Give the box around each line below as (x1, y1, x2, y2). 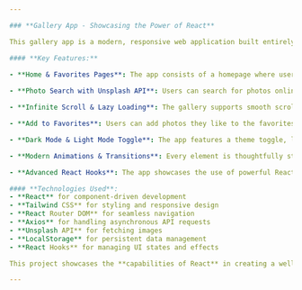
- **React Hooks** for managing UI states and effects (9, 242, 219, 252)
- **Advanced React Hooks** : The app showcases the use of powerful (9, 168, 271, 177)
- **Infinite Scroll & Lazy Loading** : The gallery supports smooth (9, 103, 271, 113)
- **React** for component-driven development (9, 193, 187, 202)
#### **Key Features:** (9, 53, 99, 63)
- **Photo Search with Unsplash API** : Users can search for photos (9, 86, 271, 95)
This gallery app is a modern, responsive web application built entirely (9, 37, 296, 46)
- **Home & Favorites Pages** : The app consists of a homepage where (9, 69, 276, 79)
